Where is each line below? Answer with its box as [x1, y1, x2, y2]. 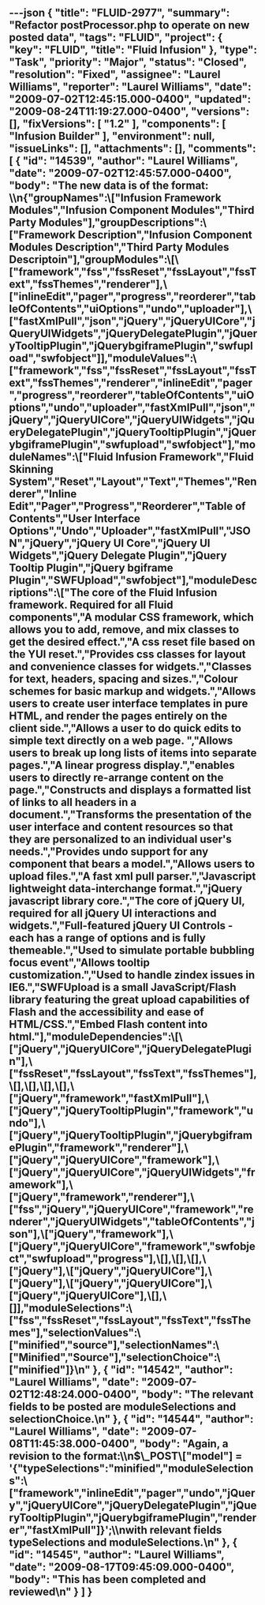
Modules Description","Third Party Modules [9, 241, 230, 254]
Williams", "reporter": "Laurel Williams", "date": [9, 81, 252, 94]
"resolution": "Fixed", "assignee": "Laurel [9, 68, 221, 81]
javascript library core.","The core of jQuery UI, [9, 894, 245, 908]
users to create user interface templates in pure [9, 697, 248, 711]
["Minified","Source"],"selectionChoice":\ [9, 1351, 221, 1364]
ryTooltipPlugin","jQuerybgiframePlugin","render [9, 1511, 257, 1524]
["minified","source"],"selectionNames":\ [9, 1338, 220, 1352]
